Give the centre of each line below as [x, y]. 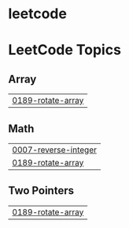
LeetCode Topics [65, 50]
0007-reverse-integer [54, 150]
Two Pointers [41, 191]
